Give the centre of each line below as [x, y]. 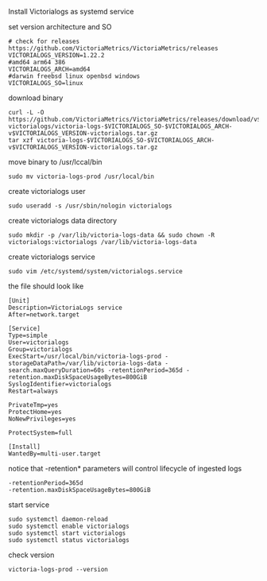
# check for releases [44, 41]
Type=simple [28, 335]
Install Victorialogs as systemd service [71, 12]
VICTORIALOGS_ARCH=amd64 [49, 69]
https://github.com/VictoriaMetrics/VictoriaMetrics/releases [113, 48]
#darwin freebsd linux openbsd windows [74, 76]
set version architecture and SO [60, 27]
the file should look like [46, 286]
